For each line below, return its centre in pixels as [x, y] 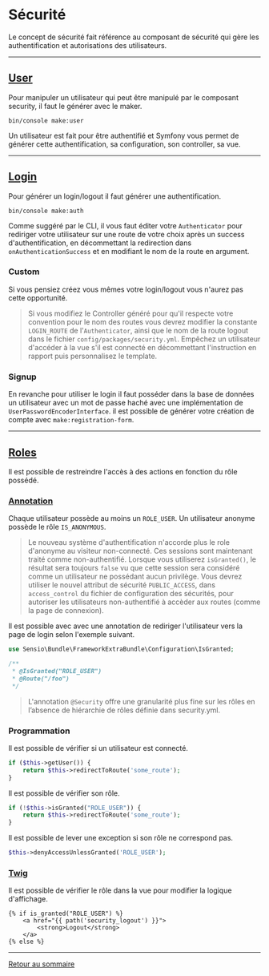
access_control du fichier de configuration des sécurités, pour [131, 594]
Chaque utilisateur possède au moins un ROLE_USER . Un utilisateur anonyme [132, 518]
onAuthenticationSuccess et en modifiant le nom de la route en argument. [129, 251]
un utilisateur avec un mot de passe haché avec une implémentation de [126, 403]
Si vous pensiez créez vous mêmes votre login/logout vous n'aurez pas [126, 289]
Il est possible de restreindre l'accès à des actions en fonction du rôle [123, 471]
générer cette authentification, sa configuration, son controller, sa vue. [124, 144]
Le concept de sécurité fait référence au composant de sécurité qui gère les [134, 37]
